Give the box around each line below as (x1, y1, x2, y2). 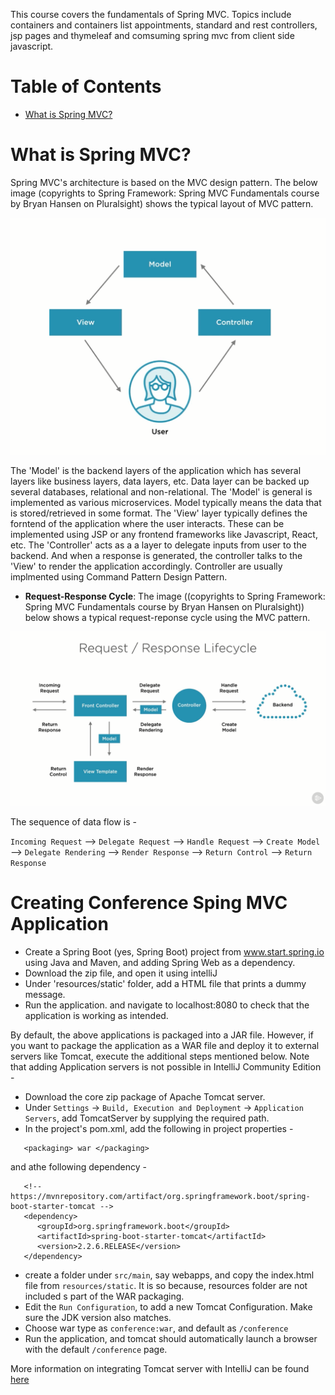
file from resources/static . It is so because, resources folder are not (24, 1279, 308, 1291)
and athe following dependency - (10, 1160, 147, 1173)
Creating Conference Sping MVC (10, 892, 288, 914)
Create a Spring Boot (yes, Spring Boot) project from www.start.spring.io (24, 945, 325, 958)
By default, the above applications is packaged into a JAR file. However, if (10, 1029, 314, 1041)
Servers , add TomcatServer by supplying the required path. (24, 1112, 270, 1124)
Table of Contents (10, 75, 162, 98)
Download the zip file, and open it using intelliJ (24, 967, 218, 979)
